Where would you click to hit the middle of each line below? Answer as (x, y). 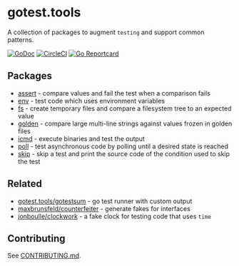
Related (25, 184)
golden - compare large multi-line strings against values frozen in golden (125, 123)
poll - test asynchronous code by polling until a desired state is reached (123, 146)
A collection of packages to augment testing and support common (106, 32)
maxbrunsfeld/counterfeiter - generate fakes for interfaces (104, 208)
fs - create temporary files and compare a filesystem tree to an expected (124, 108)
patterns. (21, 39)
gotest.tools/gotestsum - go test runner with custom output (105, 201)
